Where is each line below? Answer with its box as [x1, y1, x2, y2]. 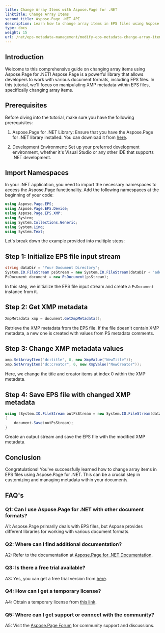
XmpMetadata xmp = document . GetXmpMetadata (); [5, 316, 102, 321]
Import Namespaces [5, 168, 69, 177]
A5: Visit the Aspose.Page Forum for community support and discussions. [5, 623, 155, 629]
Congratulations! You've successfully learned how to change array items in [5, 466, 157, 472]
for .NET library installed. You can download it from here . [12, 134, 128, 140]
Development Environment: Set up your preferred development [12, 144, 140, 150]
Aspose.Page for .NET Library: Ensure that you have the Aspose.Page [12, 129, 154, 135]
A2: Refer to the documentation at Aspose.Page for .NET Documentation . [5, 552, 153, 558]
